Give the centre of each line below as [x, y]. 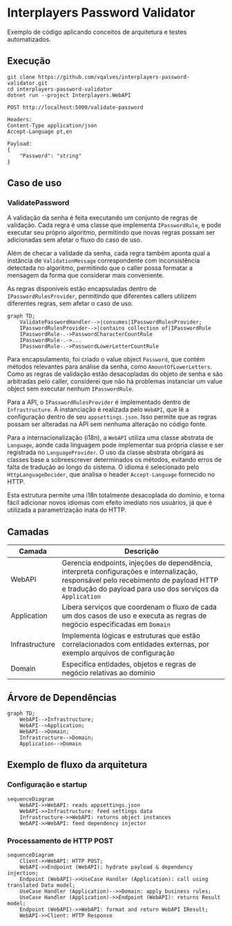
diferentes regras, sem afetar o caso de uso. [70, 303]
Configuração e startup [47, 785]
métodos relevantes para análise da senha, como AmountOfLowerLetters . [110, 367]
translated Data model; [41, 885]
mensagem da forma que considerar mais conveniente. [86, 276]
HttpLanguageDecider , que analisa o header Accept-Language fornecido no [111, 474]
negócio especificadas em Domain [116, 625]
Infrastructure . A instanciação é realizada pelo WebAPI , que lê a [98, 409]
